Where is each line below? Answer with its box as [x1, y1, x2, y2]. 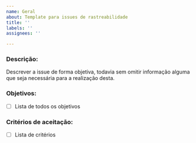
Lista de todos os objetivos [14, 102, 81, 109]
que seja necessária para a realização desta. [6, 75, 115, 82]
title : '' [6, 19, 31, 25]
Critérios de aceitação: [6, 118, 73, 126]
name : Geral [6, 8, 35, 15]
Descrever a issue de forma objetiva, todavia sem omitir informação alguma [6, 68, 190, 75]
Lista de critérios [14, 131, 56, 138]
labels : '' [6, 25, 33, 31]
